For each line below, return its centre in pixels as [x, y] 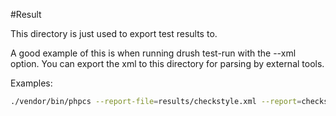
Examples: [31, 83]
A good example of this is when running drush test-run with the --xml [153, 53]
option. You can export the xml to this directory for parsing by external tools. [167, 63]
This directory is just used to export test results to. [114, 33]
